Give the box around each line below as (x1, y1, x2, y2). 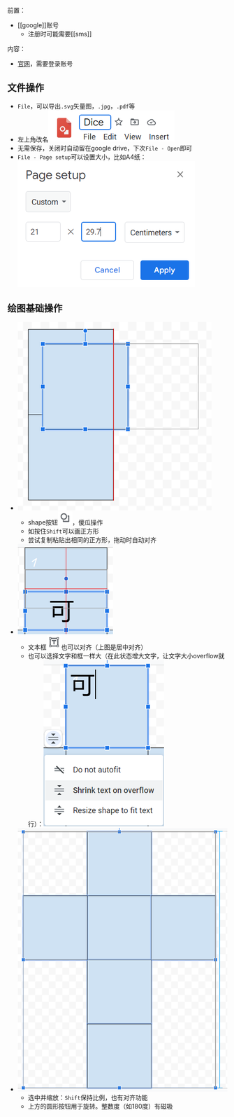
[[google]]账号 (17, 21, 59, 29)
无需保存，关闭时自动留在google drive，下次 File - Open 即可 (17, 144, 193, 152)
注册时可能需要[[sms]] (27, 30, 92, 38)
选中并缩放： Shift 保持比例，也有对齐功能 (27, 1093, 148, 1102)
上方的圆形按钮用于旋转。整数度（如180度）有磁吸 (27, 1102, 173, 1111)
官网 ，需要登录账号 (17, 60, 73, 68)
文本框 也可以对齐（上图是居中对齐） (27, 643, 147, 651)
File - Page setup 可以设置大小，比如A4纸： (17, 153, 147, 161)
